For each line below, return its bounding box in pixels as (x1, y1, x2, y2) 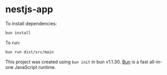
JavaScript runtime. (14, 64, 57, 70)
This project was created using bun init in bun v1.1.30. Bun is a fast (5, 59, 149, 65)
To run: (5, 39, 21, 45)
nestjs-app (5, 4, 53, 15)
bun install (5, 30, 31, 35)
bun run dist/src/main (5, 49, 54, 55)
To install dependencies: (5, 20, 58, 27)
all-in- (149, 59, 162, 65)
